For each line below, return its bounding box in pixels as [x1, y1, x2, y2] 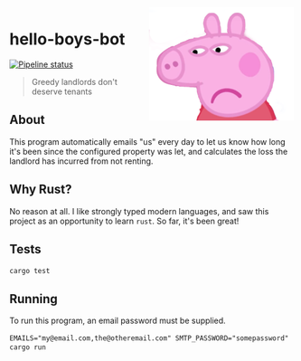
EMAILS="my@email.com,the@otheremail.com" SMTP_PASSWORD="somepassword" [9, 334, 289, 343]
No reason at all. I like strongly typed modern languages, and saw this [9, 205, 269, 216]
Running [9, 291, 59, 307]
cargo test [9, 267, 51, 276]
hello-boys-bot [9, 29, 126, 50]
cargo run [9, 343, 47, 352]
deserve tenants [31, 86, 93, 97]
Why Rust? [9, 182, 72, 197]
